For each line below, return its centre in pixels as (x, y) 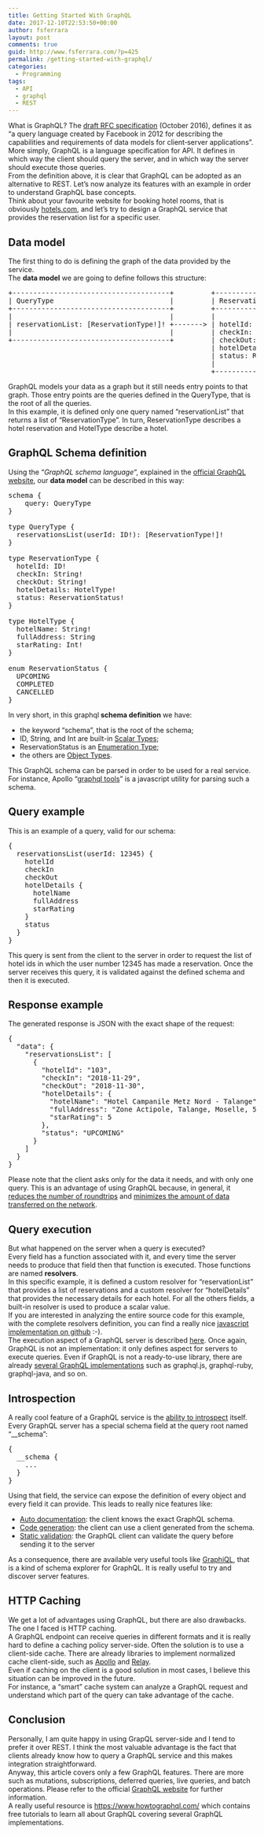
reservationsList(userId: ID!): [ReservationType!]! (120, 534)
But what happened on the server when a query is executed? (107, 1248)
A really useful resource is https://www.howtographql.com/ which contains (129, 1805)
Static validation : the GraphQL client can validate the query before (126, 1536)
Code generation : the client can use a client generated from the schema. (137, 1527)
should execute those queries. (57, 168)
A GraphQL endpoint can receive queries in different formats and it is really (130, 1636)
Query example (46, 812)
